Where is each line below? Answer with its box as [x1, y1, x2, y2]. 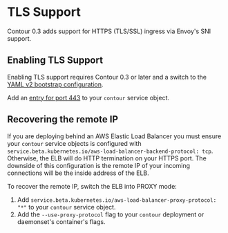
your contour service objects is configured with [7, 139, 142, 147]
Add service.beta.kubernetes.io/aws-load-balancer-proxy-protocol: [17, 195, 217, 204]
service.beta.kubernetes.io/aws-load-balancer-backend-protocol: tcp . [7, 147, 213, 155]
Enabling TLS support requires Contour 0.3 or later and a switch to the [7, 73, 207, 81]
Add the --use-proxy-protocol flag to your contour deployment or [17, 210, 205, 218]
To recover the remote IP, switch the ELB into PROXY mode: [7, 182, 178, 190]
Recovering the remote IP [7, 113, 119, 125]
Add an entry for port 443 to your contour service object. [7, 93, 170, 102]
